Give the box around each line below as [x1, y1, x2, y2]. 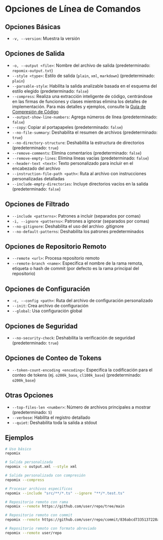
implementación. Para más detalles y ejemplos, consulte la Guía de [12, 103, 146, 110]
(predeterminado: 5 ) [12, 409, 52, 415]
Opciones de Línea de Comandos [5, 3, 141, 15]
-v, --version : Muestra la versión [12, 35, 80, 41]
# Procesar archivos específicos [5, 486, 73, 491]
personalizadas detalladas [12, 175, 65, 181]
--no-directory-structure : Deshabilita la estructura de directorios [12, 140, 145, 145]
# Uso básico [5, 446, 32, 451]
